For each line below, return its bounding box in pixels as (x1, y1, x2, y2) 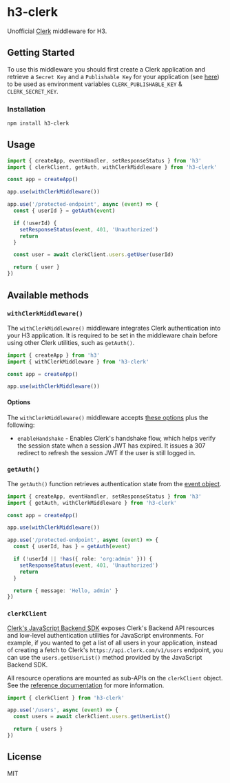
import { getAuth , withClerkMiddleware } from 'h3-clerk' (7, 499, 177, 506)
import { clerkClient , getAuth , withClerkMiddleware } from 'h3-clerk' (7, 163, 217, 171)
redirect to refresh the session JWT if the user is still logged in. (17, 448, 196, 457)
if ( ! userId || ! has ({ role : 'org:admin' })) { (13, 556, 153, 563)
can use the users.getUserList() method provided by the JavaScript (7, 653, 202, 661)
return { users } (13, 726, 63, 733)
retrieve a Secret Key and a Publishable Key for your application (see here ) (7, 72, 220, 81)
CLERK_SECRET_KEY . (7, 87, 59, 95)
